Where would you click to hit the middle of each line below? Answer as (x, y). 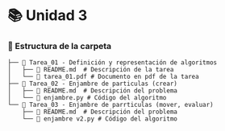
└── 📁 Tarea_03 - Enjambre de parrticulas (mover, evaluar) (111, 105)
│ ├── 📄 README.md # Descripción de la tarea (91, 70)
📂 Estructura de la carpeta (60, 47)
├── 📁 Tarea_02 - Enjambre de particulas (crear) (93, 84)
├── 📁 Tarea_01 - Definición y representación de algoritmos (112, 63)
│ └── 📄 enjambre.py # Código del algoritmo (87, 98)
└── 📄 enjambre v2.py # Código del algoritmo (100, 119)
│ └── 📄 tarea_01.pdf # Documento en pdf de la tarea (103, 77)
